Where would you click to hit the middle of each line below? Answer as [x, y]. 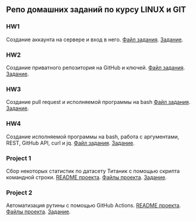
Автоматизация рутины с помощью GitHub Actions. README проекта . [94, 206]
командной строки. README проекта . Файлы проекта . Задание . [87, 177]
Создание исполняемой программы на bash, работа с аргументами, [93, 136]
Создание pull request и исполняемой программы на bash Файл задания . [98, 102]
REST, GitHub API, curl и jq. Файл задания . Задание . [70, 143]
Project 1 [19, 158]
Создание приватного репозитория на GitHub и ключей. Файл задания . [96, 67]
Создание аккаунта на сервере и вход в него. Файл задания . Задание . [95, 39]
